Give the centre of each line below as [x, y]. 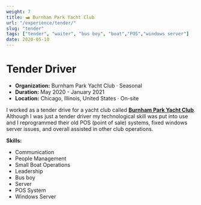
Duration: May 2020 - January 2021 [60, 92]
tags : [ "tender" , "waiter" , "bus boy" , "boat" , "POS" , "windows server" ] [97, 34]
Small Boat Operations [43, 164]
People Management [40, 158]
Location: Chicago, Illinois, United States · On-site [77, 98]
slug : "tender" [25, 28]
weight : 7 [19, 12]
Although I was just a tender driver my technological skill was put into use [97, 116]
